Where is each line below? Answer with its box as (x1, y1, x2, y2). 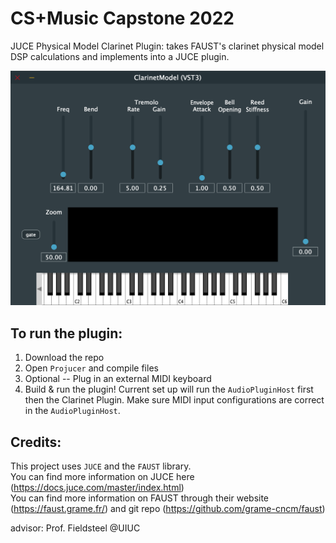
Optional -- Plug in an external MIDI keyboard (24, 373, 212, 385)
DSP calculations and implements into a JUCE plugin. (10, 50, 230, 62)
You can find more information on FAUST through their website (10, 492, 270, 504)
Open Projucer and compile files (24, 362, 159, 374)
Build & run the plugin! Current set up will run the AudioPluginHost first (24, 383, 314, 396)
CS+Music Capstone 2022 (10, 7, 235, 30)
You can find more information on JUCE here (10, 471, 195, 483)
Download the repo (24, 352, 105, 364)
